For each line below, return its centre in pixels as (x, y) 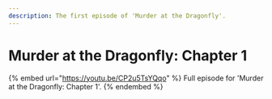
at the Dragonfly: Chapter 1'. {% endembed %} (86, 86)
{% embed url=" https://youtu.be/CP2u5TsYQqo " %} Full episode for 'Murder (136, 78)
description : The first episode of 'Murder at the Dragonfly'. (117, 16)
